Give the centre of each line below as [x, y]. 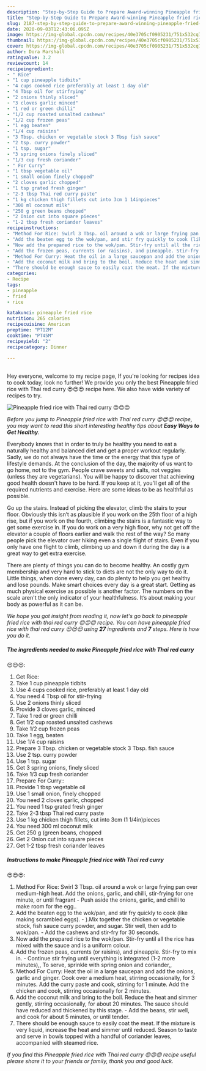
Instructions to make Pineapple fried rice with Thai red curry [86, 859]
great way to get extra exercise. [47, 553]
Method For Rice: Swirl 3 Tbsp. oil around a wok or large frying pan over [107, 887]
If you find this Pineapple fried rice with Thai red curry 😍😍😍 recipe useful [101, 1054]
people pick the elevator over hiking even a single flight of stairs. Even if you [103, 540]
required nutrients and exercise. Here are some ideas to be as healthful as [100, 490]
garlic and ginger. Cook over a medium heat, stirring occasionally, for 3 [105, 978]
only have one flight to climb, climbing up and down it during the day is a [98, 547]
